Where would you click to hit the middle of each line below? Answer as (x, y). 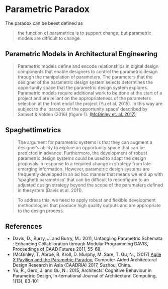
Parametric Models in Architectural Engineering (81, 54)
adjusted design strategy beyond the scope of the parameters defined (90, 185)
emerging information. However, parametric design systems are (83, 169)
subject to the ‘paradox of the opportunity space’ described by (82, 109)
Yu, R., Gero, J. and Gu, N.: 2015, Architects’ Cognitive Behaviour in (82, 270)
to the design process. (41, 211)
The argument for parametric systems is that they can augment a (85, 142)
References (24, 226)
